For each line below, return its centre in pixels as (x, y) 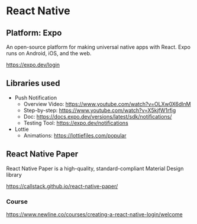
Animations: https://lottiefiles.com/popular (75, 135)
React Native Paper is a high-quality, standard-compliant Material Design (95, 168)
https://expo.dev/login (33, 65)
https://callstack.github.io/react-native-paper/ (62, 186)
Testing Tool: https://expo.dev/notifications (76, 123)
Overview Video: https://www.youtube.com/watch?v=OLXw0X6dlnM (107, 104)
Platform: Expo (34, 33)
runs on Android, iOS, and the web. (49, 53)
